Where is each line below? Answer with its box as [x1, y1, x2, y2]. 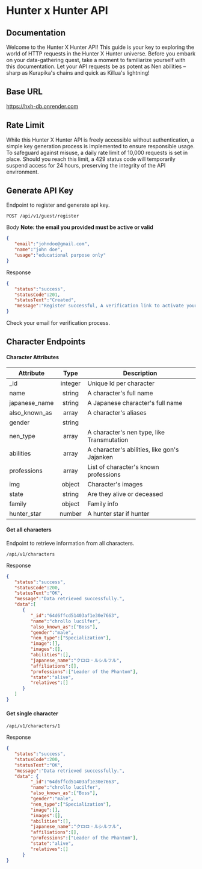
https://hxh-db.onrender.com [6, 102, 79, 110]
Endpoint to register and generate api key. [6, 201, 110, 209]
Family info [87, 500, 118, 508]
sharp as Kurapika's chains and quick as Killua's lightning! [6, 69, 150, 76]
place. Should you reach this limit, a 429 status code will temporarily [6, 155, 176, 163]
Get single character [6, 709, 58, 717]
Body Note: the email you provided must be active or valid [6, 224, 153, 231]
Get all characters [6, 526, 52, 533]
